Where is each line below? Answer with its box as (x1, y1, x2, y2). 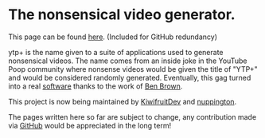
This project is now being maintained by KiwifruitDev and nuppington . (8, 97, 237, 106)
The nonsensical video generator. (8, 6, 236, 24)
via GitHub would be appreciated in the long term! (8, 120, 172, 130)
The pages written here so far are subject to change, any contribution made (8, 112, 257, 121)
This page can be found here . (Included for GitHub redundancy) (8, 32, 217, 41)
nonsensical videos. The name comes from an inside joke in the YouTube (8, 56, 247, 65)
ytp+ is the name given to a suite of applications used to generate (8, 47, 224, 57)
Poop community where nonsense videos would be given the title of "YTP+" (8, 64, 259, 73)
